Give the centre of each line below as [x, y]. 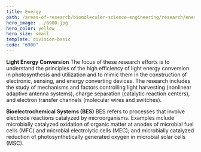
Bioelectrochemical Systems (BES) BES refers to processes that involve [96, 111]
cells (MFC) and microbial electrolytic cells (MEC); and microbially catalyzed [100, 130]
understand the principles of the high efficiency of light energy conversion [98, 68]
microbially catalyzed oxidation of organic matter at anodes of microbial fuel [100, 124]
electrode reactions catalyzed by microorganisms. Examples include [90, 117]
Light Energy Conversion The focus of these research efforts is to [88, 62]
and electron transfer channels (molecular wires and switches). [84, 100]
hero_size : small [28, 34]
